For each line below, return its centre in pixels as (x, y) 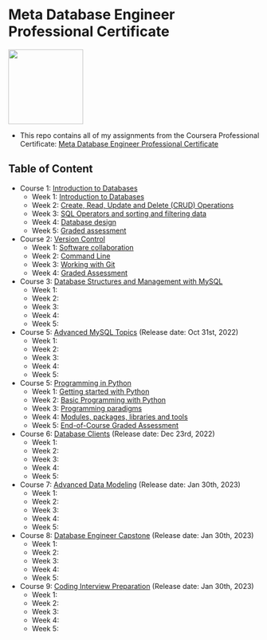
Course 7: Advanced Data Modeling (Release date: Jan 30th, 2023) (130, 485)
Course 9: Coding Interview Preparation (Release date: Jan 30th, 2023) (137, 586)
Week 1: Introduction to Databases (88, 196)
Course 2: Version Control (63, 239)
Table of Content (51, 169)
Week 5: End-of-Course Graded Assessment (105, 425)
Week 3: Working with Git (73, 264)
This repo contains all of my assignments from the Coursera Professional (139, 135)
